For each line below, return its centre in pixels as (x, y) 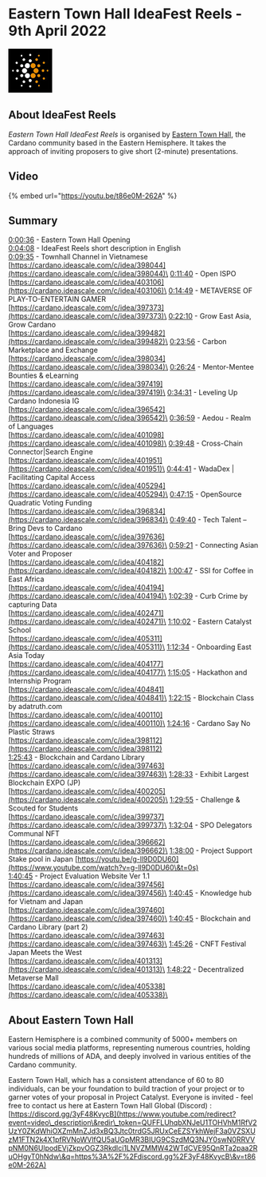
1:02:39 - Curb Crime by (208, 596)
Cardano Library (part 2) (48, 927)
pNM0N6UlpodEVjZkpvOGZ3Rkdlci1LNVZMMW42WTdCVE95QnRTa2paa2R (133, 1148)
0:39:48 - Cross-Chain (205, 443)
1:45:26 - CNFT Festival (207, 944)
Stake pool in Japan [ (43, 859)
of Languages (31, 426)
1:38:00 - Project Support (211, 850)
